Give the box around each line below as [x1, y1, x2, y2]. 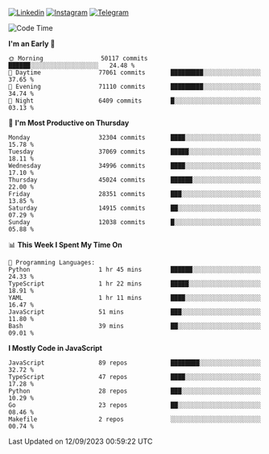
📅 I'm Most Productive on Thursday [8, 118, 130, 127]
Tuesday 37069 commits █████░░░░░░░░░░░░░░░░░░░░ [8, 148, 262, 156]
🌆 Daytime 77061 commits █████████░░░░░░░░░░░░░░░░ [8, 69, 262, 77]
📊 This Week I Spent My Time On [8, 240, 122, 249]
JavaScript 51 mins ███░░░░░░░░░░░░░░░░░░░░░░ [8, 308, 262, 316]
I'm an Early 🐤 [8, 39, 56, 48]
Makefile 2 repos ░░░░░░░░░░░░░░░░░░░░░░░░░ [8, 415, 262, 423]
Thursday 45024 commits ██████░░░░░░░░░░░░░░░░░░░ [8, 176, 262, 184]
